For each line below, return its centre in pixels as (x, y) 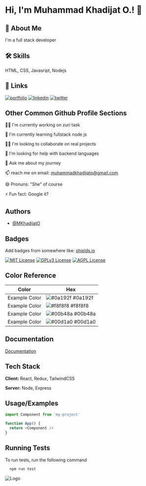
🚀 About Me (23, 28)
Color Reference (31, 276)
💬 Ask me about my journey (33, 163)
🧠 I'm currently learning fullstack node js (46, 134)
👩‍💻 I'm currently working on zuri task (43, 125)
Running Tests (28, 448)
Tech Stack (23, 367)
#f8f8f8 (80, 305)
